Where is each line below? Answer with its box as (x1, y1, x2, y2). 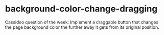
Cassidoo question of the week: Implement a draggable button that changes (5, 19, 159, 25)
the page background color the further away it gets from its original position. (5, 24, 159, 30)
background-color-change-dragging (5, 3, 158, 14)
